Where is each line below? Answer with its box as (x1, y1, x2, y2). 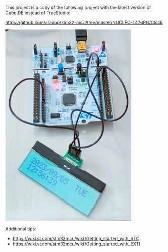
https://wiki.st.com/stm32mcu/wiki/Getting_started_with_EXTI (12, 241, 140, 247)
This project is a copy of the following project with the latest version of (5, 5, 151, 10)
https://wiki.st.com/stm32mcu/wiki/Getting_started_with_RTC (12, 236, 140, 242)
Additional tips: (5, 226, 36, 232)
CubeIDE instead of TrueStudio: (5, 10, 71, 16)
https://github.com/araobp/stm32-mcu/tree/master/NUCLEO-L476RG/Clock (5, 20, 163, 25)
